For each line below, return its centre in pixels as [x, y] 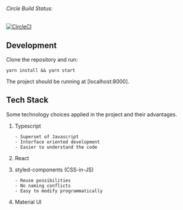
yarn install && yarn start [41, 71]
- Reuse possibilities [43, 180]
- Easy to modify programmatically [59, 191]
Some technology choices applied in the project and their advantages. [92, 114]
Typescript [28, 126]
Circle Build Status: [30, 8]
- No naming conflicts [43, 186]
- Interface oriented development [57, 142]
